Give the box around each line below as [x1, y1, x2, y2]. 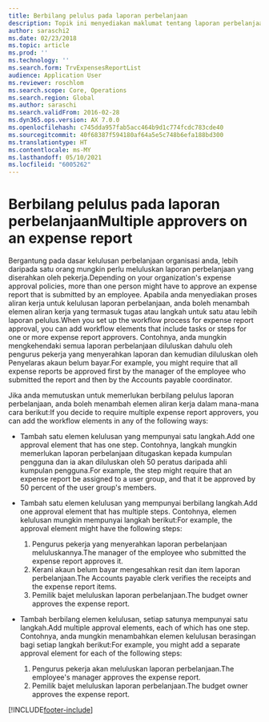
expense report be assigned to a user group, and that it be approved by [19, 474, 256, 484]
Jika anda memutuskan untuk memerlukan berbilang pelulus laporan [8, 390, 235, 401]
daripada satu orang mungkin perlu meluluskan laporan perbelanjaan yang [8, 264, 254, 274]
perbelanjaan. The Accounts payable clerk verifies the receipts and [31, 574, 251, 583]
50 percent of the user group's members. [19, 482, 157, 493]
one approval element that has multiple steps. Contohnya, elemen [19, 506, 237, 517]
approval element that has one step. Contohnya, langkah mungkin [19, 440, 238, 450]
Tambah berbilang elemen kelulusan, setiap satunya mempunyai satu [19, 615, 248, 624]
